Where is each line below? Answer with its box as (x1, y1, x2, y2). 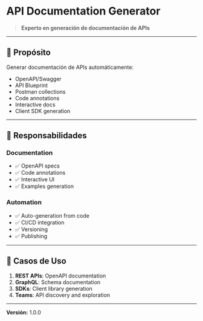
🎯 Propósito (6, 47, 51, 58)
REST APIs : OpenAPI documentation (14, 272, 106, 279)
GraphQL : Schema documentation (14, 278, 101, 285)
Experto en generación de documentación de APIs (21, 24, 150, 31)
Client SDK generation (14, 107, 71, 114)
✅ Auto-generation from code (14, 212, 89, 219)
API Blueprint (14, 82, 48, 89)
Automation (6, 198, 42, 207)
